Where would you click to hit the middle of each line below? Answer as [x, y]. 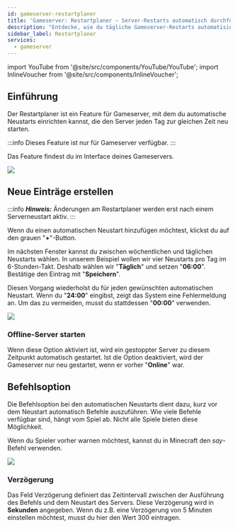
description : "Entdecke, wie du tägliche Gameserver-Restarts [101, 27]
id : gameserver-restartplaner [52, 14]
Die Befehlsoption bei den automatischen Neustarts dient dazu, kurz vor [113, 404]
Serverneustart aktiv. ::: [41, 216]
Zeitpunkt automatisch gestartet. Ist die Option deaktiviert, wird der [106, 357]
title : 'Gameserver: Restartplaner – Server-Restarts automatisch [107, 21]
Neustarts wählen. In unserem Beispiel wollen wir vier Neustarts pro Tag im [117, 258]
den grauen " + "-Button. [42, 237]
